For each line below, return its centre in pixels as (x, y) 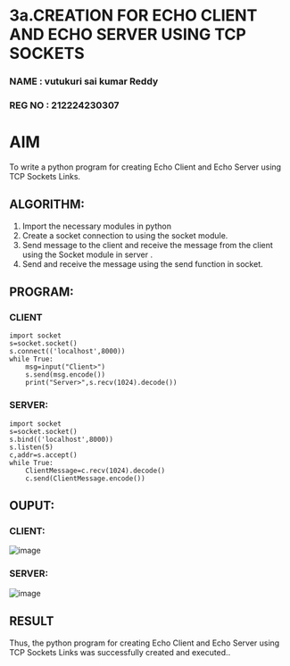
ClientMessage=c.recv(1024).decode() (95, 470)
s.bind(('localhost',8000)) (62, 439)
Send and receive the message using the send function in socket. (142, 263)
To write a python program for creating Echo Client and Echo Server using (145, 167)
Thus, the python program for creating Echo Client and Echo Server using (145, 643)
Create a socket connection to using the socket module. (125, 235)
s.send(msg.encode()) (65, 375)
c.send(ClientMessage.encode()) (85, 479)
